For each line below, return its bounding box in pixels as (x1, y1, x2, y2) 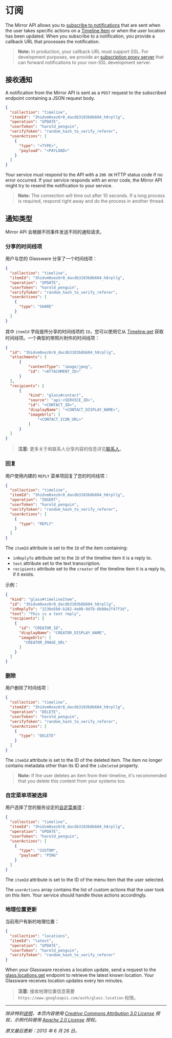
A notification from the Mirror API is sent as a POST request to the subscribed (5, 90, 166, 96)
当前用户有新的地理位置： (5, 919, 59, 925)
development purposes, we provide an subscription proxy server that (17, 53, 164, 60)
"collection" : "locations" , (10, 933, 70, 939)
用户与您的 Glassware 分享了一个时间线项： (5, 256, 97, 262)
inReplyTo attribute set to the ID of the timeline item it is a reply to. (12, 555, 153, 561)
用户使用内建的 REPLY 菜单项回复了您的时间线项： (5, 473, 109, 479)
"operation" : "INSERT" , (10, 497, 60, 503)
